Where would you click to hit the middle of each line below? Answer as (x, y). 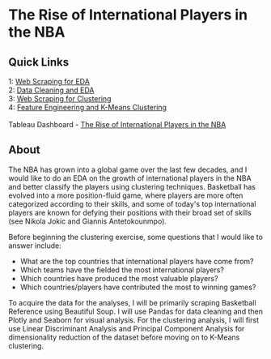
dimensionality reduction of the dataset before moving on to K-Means (124, 337)
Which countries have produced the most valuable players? (119, 278)
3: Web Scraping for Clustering (60, 98)
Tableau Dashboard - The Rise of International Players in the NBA (117, 124)
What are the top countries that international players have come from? (137, 261)
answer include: (35, 246)
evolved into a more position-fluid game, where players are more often (126, 195)
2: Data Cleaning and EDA (51, 90)
